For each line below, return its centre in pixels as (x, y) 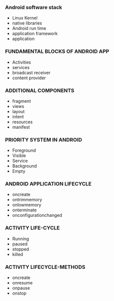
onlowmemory (27, 205)
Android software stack (34, 7)
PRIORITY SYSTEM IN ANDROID (44, 139)
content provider (29, 78)
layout (18, 111)
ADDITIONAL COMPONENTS (40, 91)
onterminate (24, 210)
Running (21, 238)
